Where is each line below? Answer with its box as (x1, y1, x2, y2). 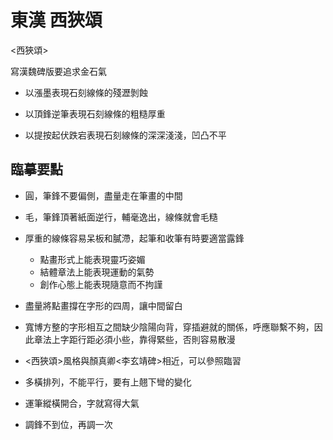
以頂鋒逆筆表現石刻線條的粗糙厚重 (24, 107, 166, 120)
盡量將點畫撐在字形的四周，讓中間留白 (24, 299, 183, 311)
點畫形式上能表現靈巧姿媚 (39, 253, 146, 265)
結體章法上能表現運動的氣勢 (39, 266, 155, 278)
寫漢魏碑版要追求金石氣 (10, 65, 107, 77)
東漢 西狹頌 (10, 9, 103, 32)
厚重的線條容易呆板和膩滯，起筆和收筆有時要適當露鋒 (24, 232, 245, 244)
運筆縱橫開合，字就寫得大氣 (24, 397, 140, 409)
